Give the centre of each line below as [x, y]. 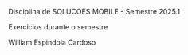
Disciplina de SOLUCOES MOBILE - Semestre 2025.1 [94, 12]
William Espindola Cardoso [52, 42]
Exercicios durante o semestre [58, 27]
